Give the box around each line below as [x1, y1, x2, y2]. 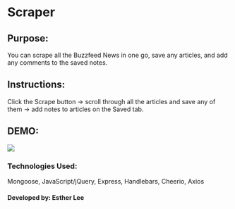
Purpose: [7, 32, 49, 44]
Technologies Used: [7, 161, 78, 171]
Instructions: [7, 79, 66, 91]
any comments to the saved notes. [7, 58, 108, 67]
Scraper [7, 4, 55, 20]
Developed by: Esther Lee [7, 193, 85, 201]
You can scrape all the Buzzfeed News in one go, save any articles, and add [7, 51, 228, 59]
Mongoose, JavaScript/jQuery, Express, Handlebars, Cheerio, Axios [7, 177, 205, 185]
